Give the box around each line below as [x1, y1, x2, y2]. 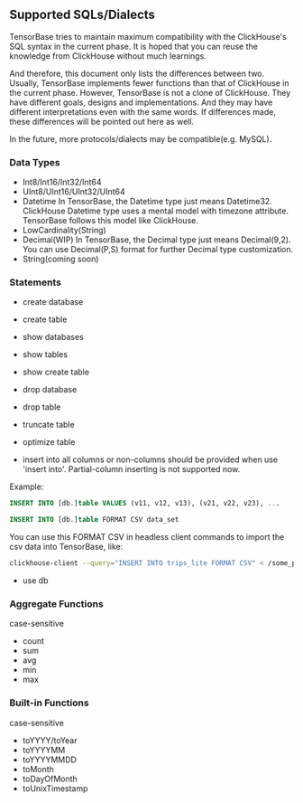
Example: [9, 481, 44, 492]
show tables [22, 349, 69, 360]
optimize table [22, 437, 76, 448]
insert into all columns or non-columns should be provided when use [22, 454, 278, 465]
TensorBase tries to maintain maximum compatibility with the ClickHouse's [9, 31, 287, 42]
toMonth [22, 763, 54, 774]
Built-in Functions [9, 696, 89, 709]
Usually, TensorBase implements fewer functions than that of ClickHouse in [9, 77, 289, 89]
